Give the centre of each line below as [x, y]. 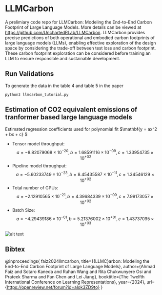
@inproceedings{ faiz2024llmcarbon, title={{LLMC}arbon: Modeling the [77, 261]
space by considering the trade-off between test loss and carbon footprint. [81, 48]
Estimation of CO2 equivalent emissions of [71, 110]
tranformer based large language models [69, 117]
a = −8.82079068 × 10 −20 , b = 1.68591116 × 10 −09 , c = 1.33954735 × [85, 152]
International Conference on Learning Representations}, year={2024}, [75, 282]
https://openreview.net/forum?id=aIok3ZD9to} [53, 287]
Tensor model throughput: [38, 144]
